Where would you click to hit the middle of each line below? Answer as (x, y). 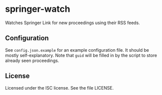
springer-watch (38, 9)
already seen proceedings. (32, 61)
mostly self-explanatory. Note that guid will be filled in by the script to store (81, 55)
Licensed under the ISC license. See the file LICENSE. (59, 88)
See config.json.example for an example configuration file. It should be (77, 50)
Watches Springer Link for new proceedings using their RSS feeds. (72, 23)
